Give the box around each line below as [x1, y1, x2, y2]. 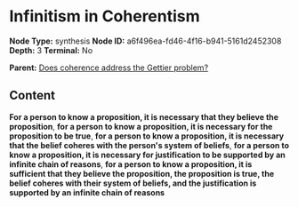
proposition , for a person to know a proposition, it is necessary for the [9, 121, 273, 131]
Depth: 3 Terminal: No [9, 44, 93, 55]
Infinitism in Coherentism [9, 6, 200, 27]
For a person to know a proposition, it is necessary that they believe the [9, 111, 278, 122]
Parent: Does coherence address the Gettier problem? [9, 62, 209, 73]
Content [9, 88, 56, 103]
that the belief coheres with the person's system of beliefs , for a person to [9, 139, 290, 150]
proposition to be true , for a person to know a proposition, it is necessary [9, 131, 285, 141]
